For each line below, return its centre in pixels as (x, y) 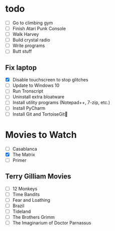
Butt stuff (22, 52)
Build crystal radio (31, 40)
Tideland (22, 211)
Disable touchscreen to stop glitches (50, 80)
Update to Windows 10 (36, 85)
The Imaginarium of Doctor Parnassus (52, 222)
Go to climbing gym (33, 23)
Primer (19, 160)
